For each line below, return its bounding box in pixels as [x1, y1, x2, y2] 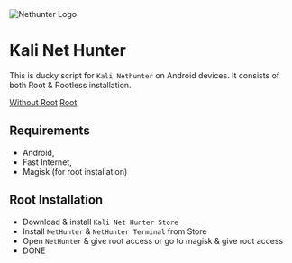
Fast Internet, [22, 157, 72, 168]
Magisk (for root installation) [22, 166, 128, 177]
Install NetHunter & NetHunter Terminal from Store [22, 225, 207, 237]
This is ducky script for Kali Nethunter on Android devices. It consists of [9, 69, 280, 80]
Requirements [9, 123, 90, 139]
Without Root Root [9, 96, 78, 107]
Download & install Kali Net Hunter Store [22, 216, 178, 227]
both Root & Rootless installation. [9, 79, 132, 90]
